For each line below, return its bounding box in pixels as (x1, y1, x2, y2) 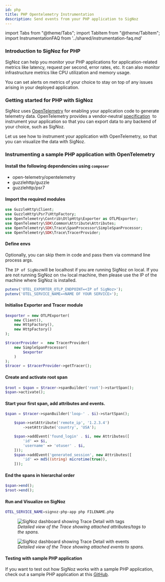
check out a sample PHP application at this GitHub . (5, 572, 109, 578)
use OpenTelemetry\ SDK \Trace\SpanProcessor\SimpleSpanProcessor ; (5, 225, 143, 230)
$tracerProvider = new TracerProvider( (5, 340, 90, 346)
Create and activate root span (5, 374, 68, 380)
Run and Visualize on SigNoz (5, 498, 66, 504)
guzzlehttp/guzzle (12, 179, 50, 186)
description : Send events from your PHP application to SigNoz (5, 16, 139, 21)
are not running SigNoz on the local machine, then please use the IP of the (5, 272, 157, 278)
